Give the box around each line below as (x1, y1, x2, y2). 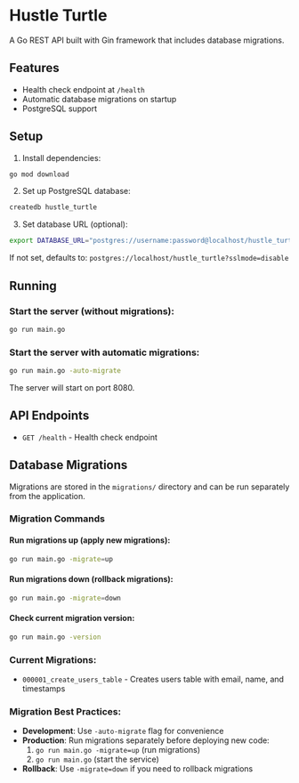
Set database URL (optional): (21, 219, 128, 230)
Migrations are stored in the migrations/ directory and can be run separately (9, 481, 290, 492)
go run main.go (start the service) (35, 754, 160, 765)
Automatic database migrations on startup (21, 93, 177, 104)
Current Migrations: (9, 653, 97, 666)
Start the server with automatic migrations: (9, 346, 200, 359)
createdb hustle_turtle (9, 203, 98, 212)
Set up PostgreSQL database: (21, 186, 131, 197)
